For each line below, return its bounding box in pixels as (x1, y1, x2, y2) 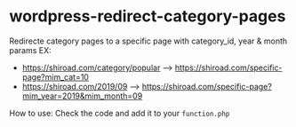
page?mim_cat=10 (21, 71, 89, 82)
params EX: (9, 44, 52, 55)
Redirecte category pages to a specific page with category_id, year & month (9, 36, 288, 46)
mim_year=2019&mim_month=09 (21, 91, 143, 101)
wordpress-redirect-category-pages (9, 6, 286, 27)
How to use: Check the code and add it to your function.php (9, 107, 230, 118)
